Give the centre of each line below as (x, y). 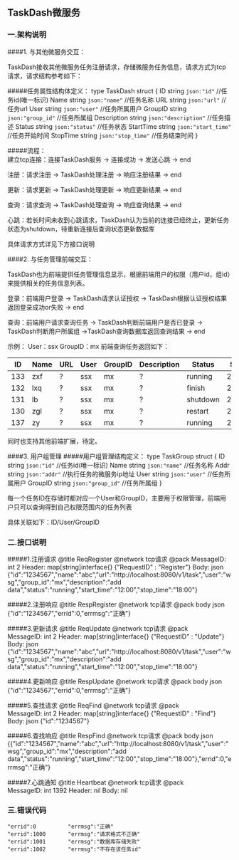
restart (198, 411)
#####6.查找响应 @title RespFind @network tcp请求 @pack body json (110, 735)
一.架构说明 (27, 35)
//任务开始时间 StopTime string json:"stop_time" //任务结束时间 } (103, 135)
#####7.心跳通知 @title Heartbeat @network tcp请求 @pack (96, 782)
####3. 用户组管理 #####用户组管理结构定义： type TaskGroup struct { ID (116, 456)
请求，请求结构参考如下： (45, 75)
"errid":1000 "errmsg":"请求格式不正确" (74, 834)
